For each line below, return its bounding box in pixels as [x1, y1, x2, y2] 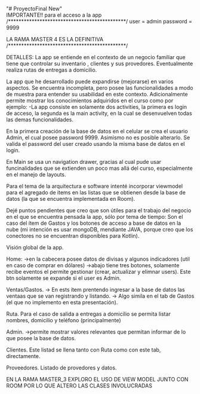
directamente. [6, 353, 41, 359]
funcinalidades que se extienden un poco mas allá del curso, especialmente [6, 164, 193, 172]
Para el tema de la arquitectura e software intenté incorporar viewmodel [6, 182, 183, 190]
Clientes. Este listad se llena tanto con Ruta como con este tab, [6, 346, 161, 353]
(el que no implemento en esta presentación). [6, 299, 118, 306]
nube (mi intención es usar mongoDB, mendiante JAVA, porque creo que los [6, 226, 193, 233]
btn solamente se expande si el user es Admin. [6, 274, 121, 282]
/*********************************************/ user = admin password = [6, 18, 192, 25]
